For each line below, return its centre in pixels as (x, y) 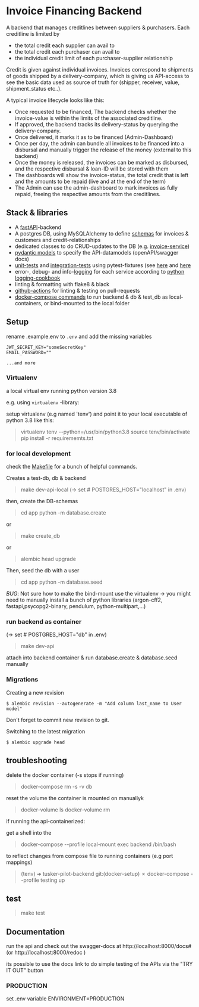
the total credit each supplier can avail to (64, 45)
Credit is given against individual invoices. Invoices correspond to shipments (100, 69)
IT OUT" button (25, 971)
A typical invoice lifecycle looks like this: (56, 100)
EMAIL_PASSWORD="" (29, 352)
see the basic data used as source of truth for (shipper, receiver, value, (93, 82)
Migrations (22, 680)
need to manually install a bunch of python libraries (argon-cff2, (84, 600)
